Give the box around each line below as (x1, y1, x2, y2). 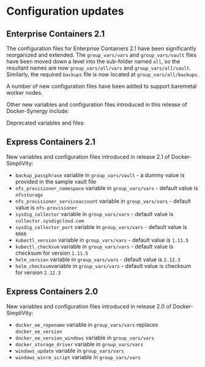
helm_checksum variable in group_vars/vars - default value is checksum (15, 262, 192, 269)
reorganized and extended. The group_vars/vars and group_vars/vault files (6, 51, 197, 59)
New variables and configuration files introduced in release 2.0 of (6, 302, 172, 310)
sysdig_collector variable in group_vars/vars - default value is (15, 210, 174, 217)
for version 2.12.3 (15, 269, 61, 276)
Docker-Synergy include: (6, 107, 69, 114)
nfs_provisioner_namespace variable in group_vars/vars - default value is (15, 184, 198, 192)
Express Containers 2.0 (6, 286, 99, 297)
